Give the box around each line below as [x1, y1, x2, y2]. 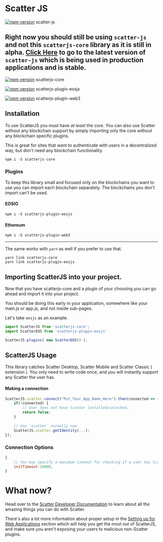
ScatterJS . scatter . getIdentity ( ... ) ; [14, 428, 90, 433]
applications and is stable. [5, 64, 86, 72]
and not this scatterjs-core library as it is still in [5, 41, 152, 49]
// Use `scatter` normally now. [14, 423, 79, 429]
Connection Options [5, 444, 54, 451]
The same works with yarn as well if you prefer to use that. [5, 246, 122, 252]
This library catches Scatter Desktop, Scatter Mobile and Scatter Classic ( [5, 364, 152, 370]
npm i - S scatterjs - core [5, 157, 55, 162]
